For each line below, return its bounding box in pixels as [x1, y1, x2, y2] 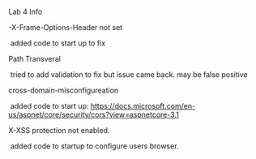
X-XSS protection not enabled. [8, 126, 110, 135]
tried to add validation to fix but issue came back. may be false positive [10, 70, 249, 79]
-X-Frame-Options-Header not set [8, 23, 123, 32]
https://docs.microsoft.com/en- [90, 101, 196, 110]
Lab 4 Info [8, 7, 43, 16]
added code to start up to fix [10, 38, 106, 48]
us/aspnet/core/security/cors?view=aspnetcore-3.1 [8, 110, 180, 119]
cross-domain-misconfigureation [8, 85, 119, 95]
